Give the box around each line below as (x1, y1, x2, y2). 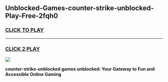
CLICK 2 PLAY (5, 45, 40, 52)
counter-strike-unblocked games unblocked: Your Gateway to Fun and (5, 66, 155, 72)
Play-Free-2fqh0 (5, 12, 58, 20)
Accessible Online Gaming (5, 71, 61, 77)
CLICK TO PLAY (5, 27, 44, 34)
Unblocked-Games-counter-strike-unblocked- (5, 4, 154, 12)
